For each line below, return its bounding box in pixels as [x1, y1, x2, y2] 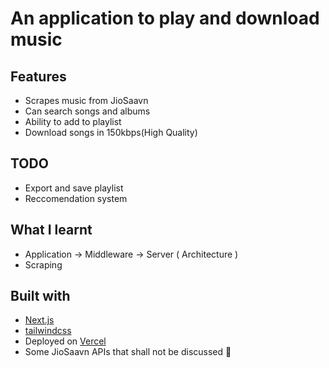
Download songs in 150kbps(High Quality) [24, 127, 198, 138]
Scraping [24, 258, 63, 271]
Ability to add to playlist [24, 116, 122, 127]
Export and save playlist [24, 182, 124, 194]
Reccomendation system [24, 192, 128, 204]
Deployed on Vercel [24, 335, 107, 347]
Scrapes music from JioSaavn [24, 95, 149, 106]
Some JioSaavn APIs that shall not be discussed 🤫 [24, 346, 232, 358]
